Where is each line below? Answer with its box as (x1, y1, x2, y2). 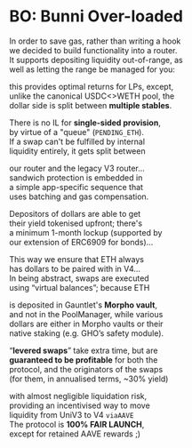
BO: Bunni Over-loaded (9, 6, 184, 27)
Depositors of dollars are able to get (9, 208, 141, 219)
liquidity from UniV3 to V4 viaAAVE (9, 409, 134, 420)
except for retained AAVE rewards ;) (9, 428, 140, 439)
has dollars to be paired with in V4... (9, 263, 140, 274)
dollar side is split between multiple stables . (9, 100, 172, 110)
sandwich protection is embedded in (9, 172, 143, 183)
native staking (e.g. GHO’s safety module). (9, 327, 164, 339)
